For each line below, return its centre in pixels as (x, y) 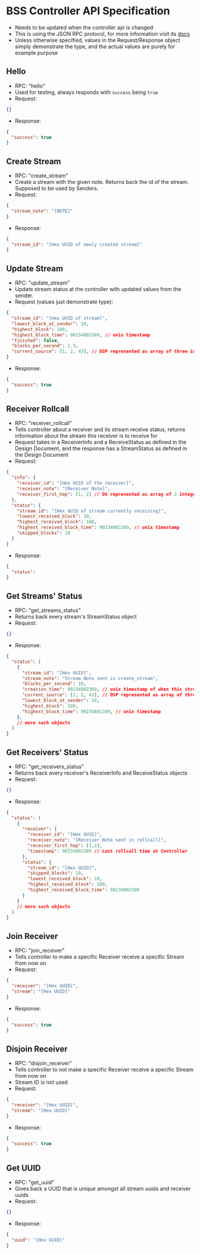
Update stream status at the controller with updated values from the (98, 289)
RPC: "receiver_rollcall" (43, 423)
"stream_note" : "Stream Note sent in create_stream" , (90, 678)
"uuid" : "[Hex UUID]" (38, 1240)
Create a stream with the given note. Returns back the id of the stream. (102, 182)
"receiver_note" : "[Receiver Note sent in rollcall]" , (97, 840)
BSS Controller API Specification (88, 11)
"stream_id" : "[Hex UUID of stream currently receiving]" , (92, 511)
